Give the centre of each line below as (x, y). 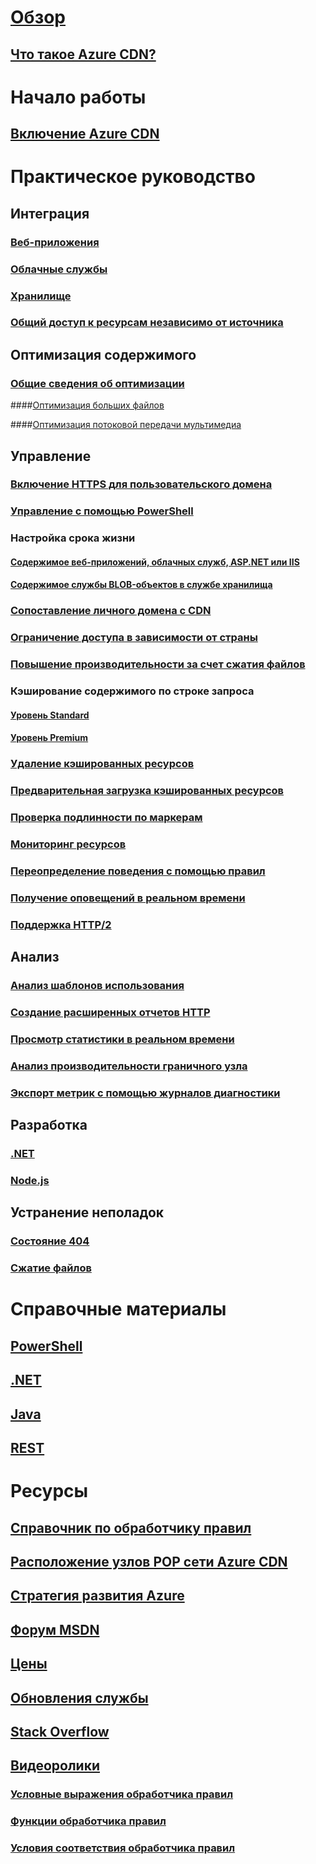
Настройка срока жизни (73, 538)
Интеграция (50, 213)
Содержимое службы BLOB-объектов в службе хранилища (141, 585)
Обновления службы (79, 1697)
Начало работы (78, 97)
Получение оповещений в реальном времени (128, 898)
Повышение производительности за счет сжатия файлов (158, 664)
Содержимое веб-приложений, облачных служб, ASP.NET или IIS (155, 562)
